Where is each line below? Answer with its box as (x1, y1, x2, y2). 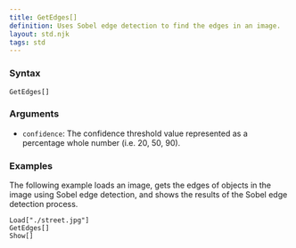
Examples (9, 159, 53, 172)
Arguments (9, 108, 60, 120)
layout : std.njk (9, 29, 70, 38)
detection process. (9, 199, 78, 210)
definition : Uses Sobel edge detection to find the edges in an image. (9, 21, 281, 30)
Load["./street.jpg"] (9, 216, 90, 225)
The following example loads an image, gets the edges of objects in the (9, 180, 272, 191)
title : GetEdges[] (9, 12, 78, 22)
